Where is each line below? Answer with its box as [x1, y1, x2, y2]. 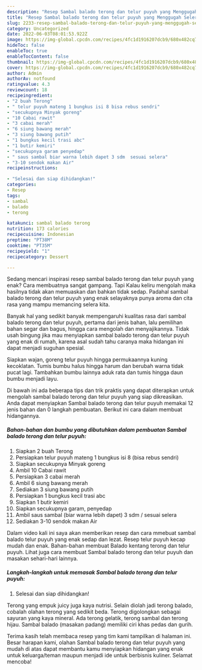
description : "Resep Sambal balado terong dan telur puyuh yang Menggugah [7, 8, 198, 15]
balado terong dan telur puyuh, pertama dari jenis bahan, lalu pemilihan [7, 319, 183, 326]
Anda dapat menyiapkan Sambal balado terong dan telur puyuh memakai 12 [7, 400, 194, 407]
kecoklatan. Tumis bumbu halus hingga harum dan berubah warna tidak [7, 363, 184, 370]
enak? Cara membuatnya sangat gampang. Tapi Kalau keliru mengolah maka [7, 282, 196, 289]
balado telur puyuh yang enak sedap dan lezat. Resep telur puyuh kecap [7, 536, 186, 543]
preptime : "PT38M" [7, 237, 53, 243]
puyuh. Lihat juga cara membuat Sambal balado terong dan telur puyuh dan [7, 549, 194, 556]
